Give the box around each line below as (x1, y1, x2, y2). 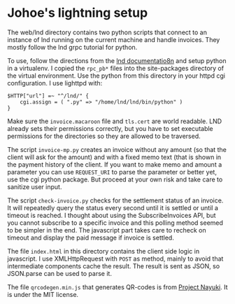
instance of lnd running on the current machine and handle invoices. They (7, 35, 220, 43)
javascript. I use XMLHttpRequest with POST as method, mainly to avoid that (7, 254, 224, 263)
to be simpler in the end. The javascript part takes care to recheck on (7, 226, 206, 234)
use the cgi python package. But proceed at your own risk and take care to (7, 175, 223, 184)
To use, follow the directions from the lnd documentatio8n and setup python (7, 56, 227, 64)
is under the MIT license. (7, 290, 79, 298)
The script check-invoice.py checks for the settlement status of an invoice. (7, 196, 224, 205)
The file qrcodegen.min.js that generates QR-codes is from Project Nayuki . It (7, 282, 228, 291)
